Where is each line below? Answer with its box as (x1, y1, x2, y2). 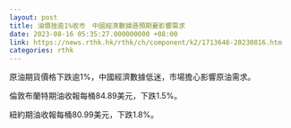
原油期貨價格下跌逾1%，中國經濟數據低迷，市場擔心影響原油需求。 (9, 72, 256, 83)
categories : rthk (9, 46, 74, 55)
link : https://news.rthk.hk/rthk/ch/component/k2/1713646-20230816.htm (9, 37, 282, 47)
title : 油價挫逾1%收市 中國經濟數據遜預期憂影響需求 (9, 21, 186, 30)
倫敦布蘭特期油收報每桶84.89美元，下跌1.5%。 (9, 91, 182, 101)
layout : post (9, 12, 58, 22)
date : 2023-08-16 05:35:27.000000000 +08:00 (9, 29, 178, 38)
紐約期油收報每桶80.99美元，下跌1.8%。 (9, 109, 159, 120)
